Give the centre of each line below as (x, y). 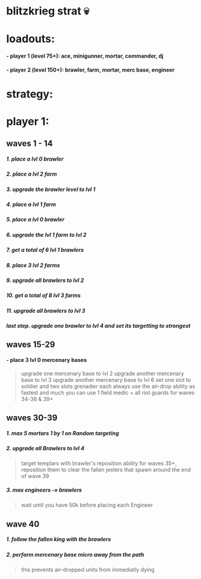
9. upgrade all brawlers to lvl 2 (45, 280)
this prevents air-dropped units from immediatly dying (88, 570)
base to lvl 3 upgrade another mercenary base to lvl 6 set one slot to (106, 379)
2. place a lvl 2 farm (32, 174)
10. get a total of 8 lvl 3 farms (44, 295)
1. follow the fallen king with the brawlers (59, 539)
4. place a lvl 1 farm (31, 204)
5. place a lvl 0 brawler (36, 219)
